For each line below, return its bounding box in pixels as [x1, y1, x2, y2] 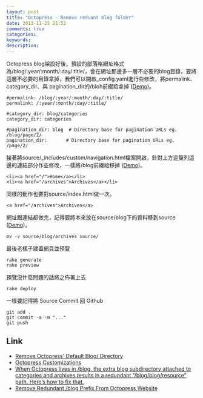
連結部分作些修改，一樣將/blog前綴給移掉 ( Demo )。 [16, 161, 146, 168]
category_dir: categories [6, 116, 72, 122]
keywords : [6, 37, 32, 43]
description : [6, 43, 39, 49]
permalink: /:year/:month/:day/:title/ [6, 100, 107, 106]
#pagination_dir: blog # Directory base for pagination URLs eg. [6, 127, 178, 133]
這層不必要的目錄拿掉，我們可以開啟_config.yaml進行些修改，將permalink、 [6, 75, 196, 82]
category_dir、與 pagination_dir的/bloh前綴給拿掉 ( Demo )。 [6, 82, 155, 90]
